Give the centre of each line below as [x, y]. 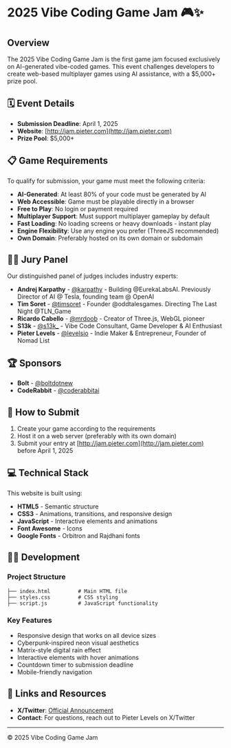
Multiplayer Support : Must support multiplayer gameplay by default [113, 216]
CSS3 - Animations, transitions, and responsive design [95, 513]
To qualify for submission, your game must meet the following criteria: [106, 181]
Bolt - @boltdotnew [45, 383]
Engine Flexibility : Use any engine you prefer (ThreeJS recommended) [118, 231]
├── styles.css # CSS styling [63, 597]
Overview [29, 42]
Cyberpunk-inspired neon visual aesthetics [78, 643]
